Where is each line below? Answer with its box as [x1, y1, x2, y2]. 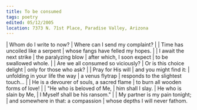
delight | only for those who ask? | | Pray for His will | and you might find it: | [6, 66, 190, 74]
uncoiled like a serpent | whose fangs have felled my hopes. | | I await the [6, 48, 184, 55]
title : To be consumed [6, 8, 62, 15]
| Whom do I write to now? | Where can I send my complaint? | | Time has [6, 41, 183, 48]
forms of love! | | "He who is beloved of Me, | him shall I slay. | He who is [6, 85, 182, 92]
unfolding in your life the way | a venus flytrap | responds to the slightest [6, 72, 182, 79]
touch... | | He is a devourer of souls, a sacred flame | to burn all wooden [6, 79, 182, 86]
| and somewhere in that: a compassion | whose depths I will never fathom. [6, 98, 188, 105]
